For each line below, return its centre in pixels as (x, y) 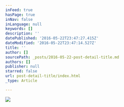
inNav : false (19, 19)
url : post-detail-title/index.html (43, 76)
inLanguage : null (24, 24)
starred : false (21, 72)
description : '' (22, 33)
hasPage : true (20, 15)
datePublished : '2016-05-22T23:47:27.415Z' (52, 39)
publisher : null (22, 66)
